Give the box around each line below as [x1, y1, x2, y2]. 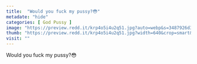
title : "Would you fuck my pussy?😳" [6, 8, 100, 15]
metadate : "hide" [6, 14, 49, 20]
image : [6, 24, 22, 31]
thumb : [6, 30, 22, 36]
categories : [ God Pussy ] [6, 19, 72, 25]
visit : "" [6, 35, 30, 41]
